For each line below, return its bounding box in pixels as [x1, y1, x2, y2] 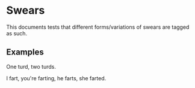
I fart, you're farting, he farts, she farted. [6, 74, 107, 81]
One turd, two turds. [6, 63, 56, 70]
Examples [6, 47, 44, 57]
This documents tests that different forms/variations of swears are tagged [6, 23, 190, 31]
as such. [6, 29, 28, 37]
